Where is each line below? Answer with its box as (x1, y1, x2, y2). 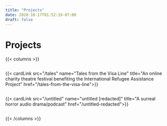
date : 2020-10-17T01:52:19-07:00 (5, 12, 77, 17)
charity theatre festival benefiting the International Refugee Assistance (5, 76, 154, 82)
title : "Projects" (5, 7, 44, 13)
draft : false (5, 17, 33, 22)
